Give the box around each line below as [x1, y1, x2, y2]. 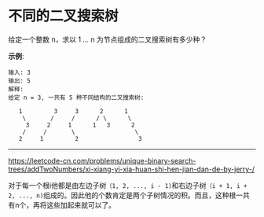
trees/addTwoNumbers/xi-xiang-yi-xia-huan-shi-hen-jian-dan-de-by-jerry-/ [8, 164, 255, 174]
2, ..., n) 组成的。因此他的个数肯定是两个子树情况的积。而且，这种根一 [8, 190, 244, 200]
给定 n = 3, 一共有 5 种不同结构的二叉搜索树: [8, 94, 145, 101]
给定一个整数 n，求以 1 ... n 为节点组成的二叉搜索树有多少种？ [8, 35, 207, 44]
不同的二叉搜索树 [8, 7, 119, 25]
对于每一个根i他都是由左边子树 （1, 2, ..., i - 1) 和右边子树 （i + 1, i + [8, 180, 247, 189]
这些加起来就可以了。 [46, 200, 116, 209]
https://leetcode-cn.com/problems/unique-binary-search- [8, 156, 196, 165]
